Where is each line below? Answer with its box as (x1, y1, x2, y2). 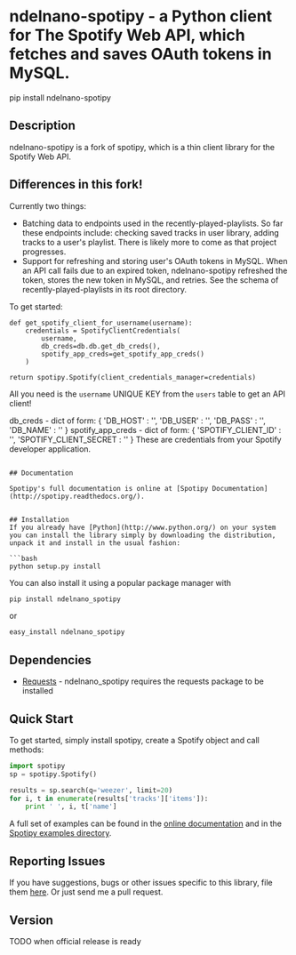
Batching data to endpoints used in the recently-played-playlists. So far (21, 218, 284, 229)
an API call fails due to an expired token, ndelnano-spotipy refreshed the (21, 265, 288, 276)
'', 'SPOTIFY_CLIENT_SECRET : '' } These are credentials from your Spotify (9, 434, 282, 445)
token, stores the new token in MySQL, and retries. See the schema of (21, 274, 279, 285)
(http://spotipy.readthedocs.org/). (9, 492, 145, 501)
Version (9, 912, 53, 927)
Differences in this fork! (9, 177, 143, 192)
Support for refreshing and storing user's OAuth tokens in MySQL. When (21, 255, 288, 266)
